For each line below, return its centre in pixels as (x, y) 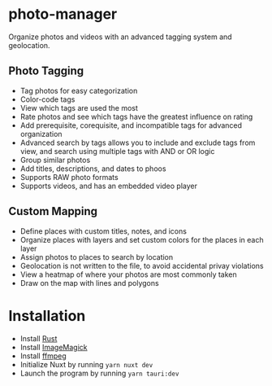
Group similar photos (55, 160)
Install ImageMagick (54, 347)
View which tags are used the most (79, 107)
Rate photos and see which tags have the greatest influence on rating (136, 116)
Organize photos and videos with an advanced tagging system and (121, 37)
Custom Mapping (53, 211)
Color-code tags (47, 99)
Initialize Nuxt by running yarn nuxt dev (86, 364)
